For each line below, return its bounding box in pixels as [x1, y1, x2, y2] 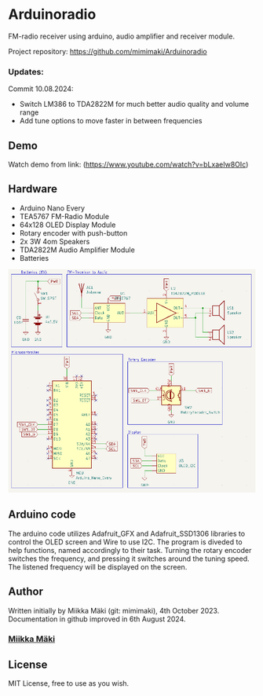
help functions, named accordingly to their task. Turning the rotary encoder [8, 545, 252, 555]
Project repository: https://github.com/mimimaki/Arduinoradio [8, 46, 207, 56]
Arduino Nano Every [19, 203, 85, 213]
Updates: [8, 66, 45, 77]
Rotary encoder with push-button [19, 228, 128, 237]
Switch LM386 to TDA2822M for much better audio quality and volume [19, 100, 250, 109]
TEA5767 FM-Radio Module [19, 211, 110, 221]
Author [8, 585, 43, 599]
